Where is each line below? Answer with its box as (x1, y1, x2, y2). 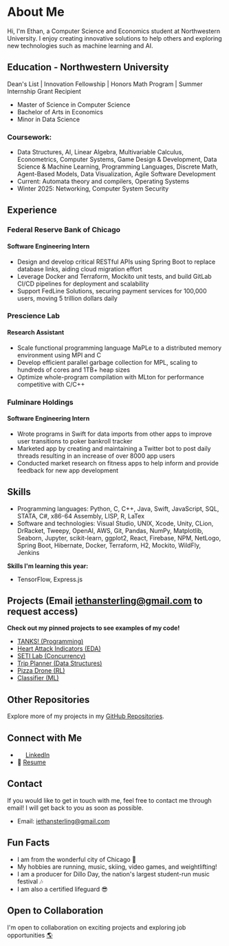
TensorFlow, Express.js (17, 575, 83, 583)
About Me (7, 4, 65, 20)
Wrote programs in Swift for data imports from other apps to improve (17, 430, 212, 438)
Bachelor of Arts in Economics (17, 107, 103, 116)
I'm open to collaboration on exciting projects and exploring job (7, 923, 186, 932)
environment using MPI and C (17, 350, 102, 359)
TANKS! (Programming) (17, 638, 84, 646)
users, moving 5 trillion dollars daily (17, 294, 118, 302)
